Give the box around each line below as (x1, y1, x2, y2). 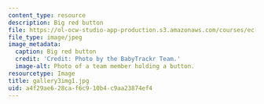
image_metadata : (8, 41, 61, 48)
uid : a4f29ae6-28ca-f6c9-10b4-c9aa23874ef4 (8, 84, 153, 92)
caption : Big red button (15, 48, 97, 56)
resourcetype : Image (8, 70, 76, 77)
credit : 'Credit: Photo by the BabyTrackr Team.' (15, 56, 181, 63)
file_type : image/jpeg (8, 33, 82, 41)
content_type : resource (8, 11, 86, 20)
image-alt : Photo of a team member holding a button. (15, 63, 195, 70)
